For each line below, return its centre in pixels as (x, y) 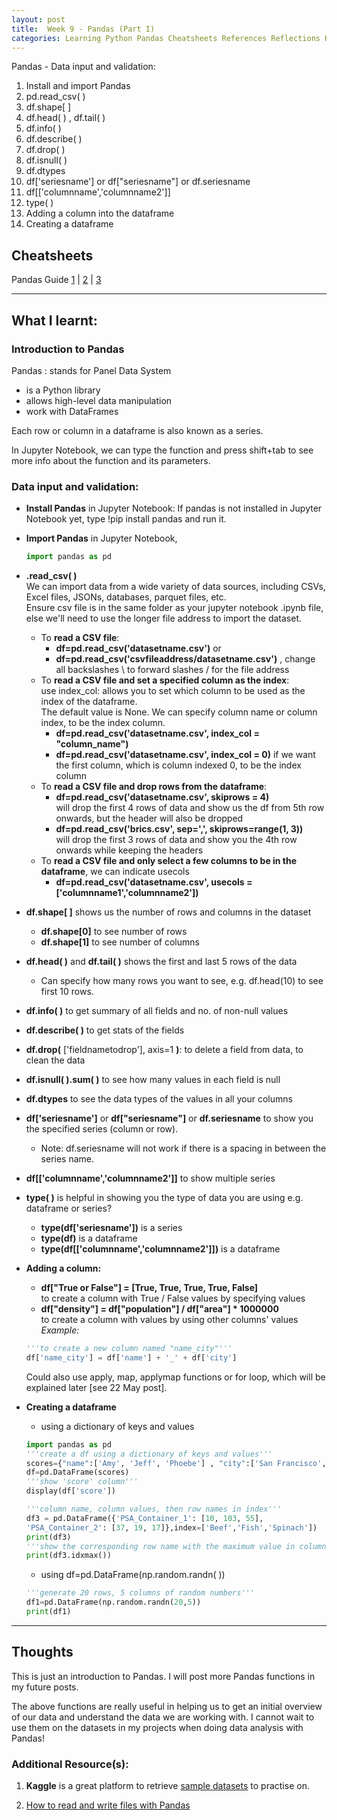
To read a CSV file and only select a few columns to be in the (169, 861)
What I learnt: (54, 320)
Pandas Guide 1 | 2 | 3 (56, 280)
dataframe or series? (69, 1208)
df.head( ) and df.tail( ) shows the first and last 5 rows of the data (161, 962)
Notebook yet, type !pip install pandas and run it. (126, 519)
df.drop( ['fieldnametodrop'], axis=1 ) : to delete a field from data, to (164, 1050)
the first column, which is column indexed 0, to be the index (178, 765)
